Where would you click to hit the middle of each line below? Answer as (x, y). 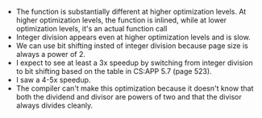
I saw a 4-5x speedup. (53, 80)
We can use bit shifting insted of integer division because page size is (132, 46)
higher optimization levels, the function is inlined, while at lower (121, 20)
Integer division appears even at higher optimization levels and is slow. (133, 37)
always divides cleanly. (54, 105)
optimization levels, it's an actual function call (91, 28)
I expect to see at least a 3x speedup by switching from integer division (135, 63)
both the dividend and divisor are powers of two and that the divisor (129, 97)
